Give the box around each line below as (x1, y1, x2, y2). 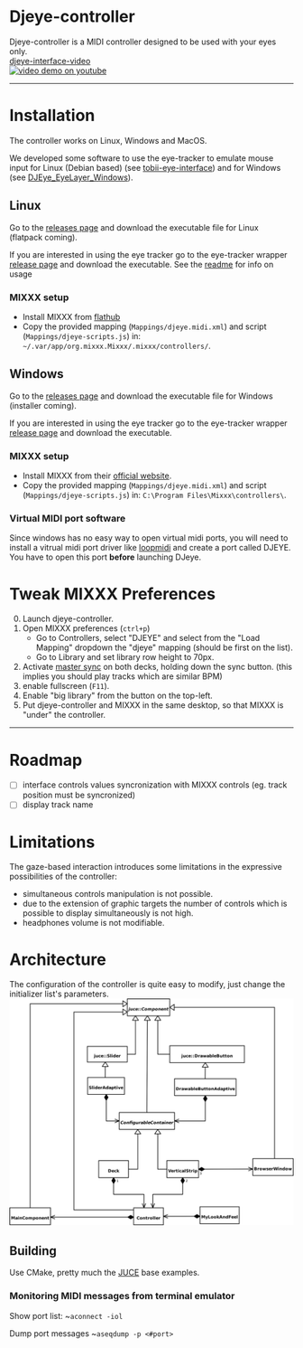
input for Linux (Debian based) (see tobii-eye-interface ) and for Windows (9, 162, 281, 173)
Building (9, 1243, 57, 1258)
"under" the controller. (22, 710, 106, 721)
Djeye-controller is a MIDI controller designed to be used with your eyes (9, 36, 277, 47)
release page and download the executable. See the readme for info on (9, 259, 274, 269)
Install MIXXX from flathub (22, 311, 121, 322)
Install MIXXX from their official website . (22, 470, 172, 481)
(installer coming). (9, 400, 77, 410)
